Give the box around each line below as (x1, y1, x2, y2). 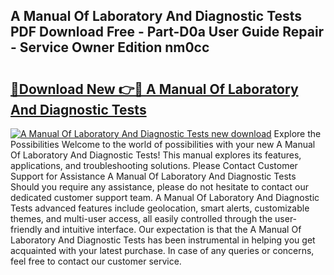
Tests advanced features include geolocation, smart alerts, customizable (10, 202, 310, 214)
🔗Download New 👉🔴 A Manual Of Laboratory (10, 80, 299, 98)
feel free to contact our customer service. (10, 255, 182, 267)
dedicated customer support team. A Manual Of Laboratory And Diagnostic (10, 192, 320, 203)
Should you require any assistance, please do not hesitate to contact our (10, 181, 310, 193)
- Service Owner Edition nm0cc (10, 39, 210, 56)
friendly (10, 224, 43, 235)
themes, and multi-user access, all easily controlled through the (10, 213, 273, 224)
